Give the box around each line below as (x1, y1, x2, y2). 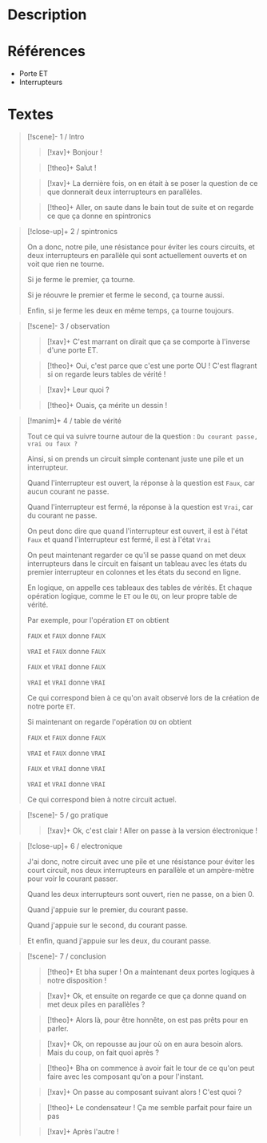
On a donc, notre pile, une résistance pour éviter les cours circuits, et (26, 242, 255, 252)
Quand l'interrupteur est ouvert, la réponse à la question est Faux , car (26, 479, 255, 488)
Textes (7, 106, 54, 123)
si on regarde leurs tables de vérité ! (46, 370, 166, 379)
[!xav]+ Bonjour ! (46, 147, 103, 157)
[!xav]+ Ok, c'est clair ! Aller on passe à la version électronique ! (46, 826, 257, 835)
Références (7, 42, 86, 61)
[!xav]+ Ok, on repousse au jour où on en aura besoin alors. (46, 1040, 244, 1049)
